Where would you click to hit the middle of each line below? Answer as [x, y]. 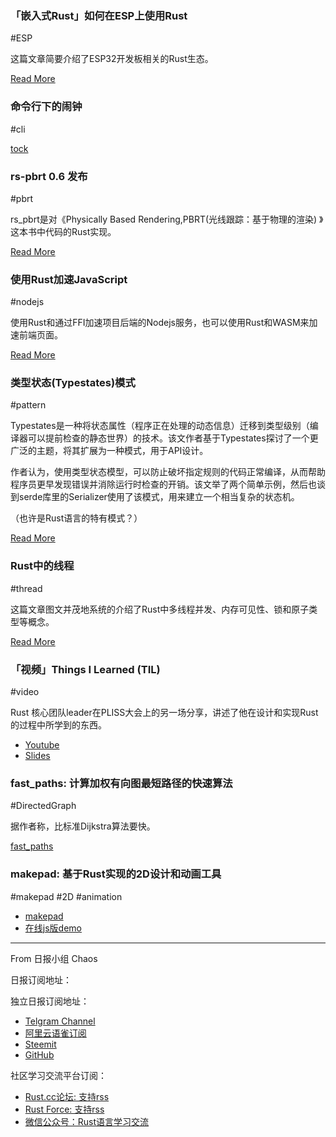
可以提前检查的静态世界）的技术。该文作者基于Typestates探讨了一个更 [173, 438]
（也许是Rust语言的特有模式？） [76, 518]
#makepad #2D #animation [66, 896]
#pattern [28, 405]
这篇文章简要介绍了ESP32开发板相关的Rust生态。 [112, 59]
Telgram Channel [60, 1021]
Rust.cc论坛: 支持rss [67, 1096]
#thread [26, 588]
